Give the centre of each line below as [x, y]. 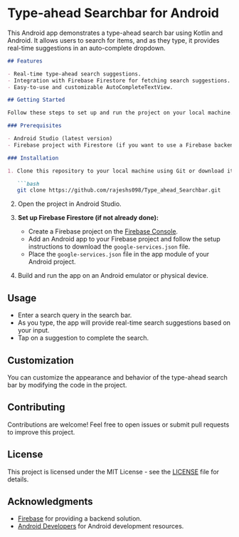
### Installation [33, 158]
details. [18, 479]
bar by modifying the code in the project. [67, 385]
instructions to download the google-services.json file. [109, 246]
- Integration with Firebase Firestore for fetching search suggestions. [119, 80]
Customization [41, 360]
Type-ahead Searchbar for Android [113, 13]
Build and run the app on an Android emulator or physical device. [113, 276]
